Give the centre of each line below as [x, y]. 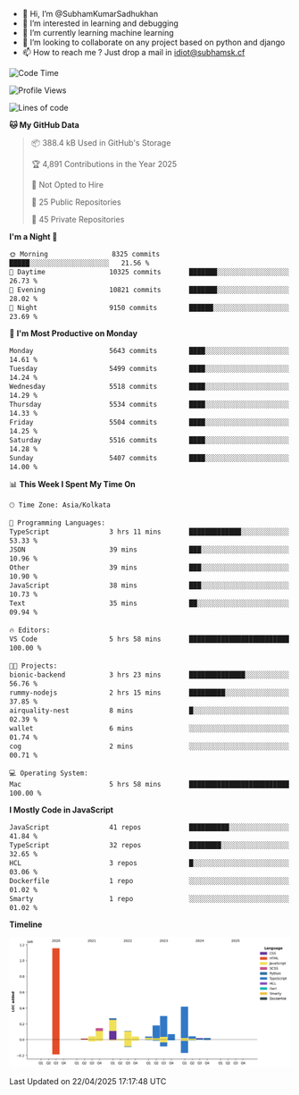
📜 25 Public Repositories [76, 202]
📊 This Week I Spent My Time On [72, 484]
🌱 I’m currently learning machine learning [98, 33]
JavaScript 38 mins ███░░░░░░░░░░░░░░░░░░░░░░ [149, 585]
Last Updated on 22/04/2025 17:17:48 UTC [88, 1081]
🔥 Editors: [30, 630]
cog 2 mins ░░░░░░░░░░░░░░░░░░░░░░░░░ [149, 746]
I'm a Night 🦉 [33, 236]
